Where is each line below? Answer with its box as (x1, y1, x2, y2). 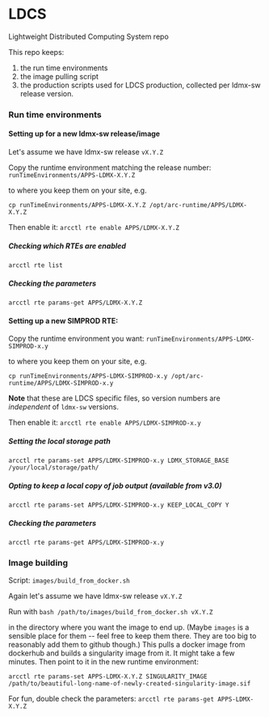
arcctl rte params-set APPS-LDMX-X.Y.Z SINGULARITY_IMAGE (8, 672, 208, 681)
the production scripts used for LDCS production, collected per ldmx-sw (19, 80, 261, 90)
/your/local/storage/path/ (8, 464, 99, 472)
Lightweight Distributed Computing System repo (8, 32, 170, 41)
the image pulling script (19, 71, 99, 81)
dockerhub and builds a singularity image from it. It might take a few (8, 648, 236, 658)
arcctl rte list (8, 261, 63, 269)
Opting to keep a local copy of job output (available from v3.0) (8, 481, 222, 490)
